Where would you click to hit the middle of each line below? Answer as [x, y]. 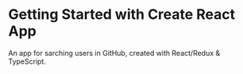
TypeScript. [27, 61]
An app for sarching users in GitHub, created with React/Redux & [114, 53]
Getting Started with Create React [122, 15]
